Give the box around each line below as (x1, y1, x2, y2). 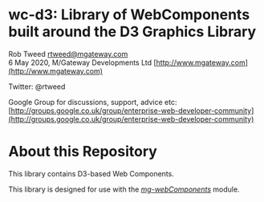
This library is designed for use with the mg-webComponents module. (8, 184, 240, 194)
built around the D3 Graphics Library (8, 22, 257, 41)
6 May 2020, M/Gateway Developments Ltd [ (8, 58, 156, 67)
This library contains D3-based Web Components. (8, 168, 174, 178)
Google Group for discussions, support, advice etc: (8, 97, 177, 107)
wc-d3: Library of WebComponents (8, 6, 250, 24)
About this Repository (8, 143, 158, 161)
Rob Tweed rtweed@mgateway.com (8, 49, 128, 59)
